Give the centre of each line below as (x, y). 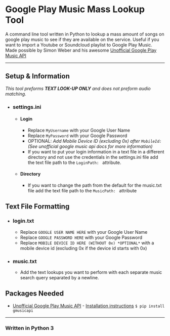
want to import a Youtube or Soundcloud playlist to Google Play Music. (79, 45)
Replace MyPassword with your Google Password (77, 136)
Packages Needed (35, 294)
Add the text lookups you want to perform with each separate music (91, 272)
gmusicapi (23, 310)
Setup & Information (37, 76)
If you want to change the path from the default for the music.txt (95, 185)
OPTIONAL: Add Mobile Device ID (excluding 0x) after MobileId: (95, 141)
